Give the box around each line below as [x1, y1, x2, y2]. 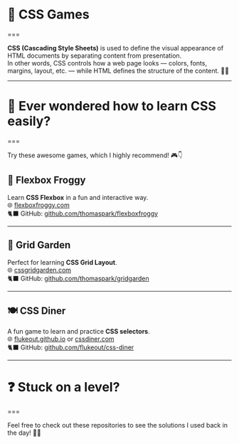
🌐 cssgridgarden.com [7, 265, 72, 274]
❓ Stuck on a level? [7, 379, 120, 395]
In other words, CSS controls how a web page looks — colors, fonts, [7, 58, 208, 67]
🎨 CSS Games [7, 6, 90, 23]
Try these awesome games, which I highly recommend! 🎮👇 [7, 151, 184, 159]
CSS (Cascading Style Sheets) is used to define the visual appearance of [7, 43, 224, 52]
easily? [7, 113, 51, 129]
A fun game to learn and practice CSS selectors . [7, 327, 151, 336]
